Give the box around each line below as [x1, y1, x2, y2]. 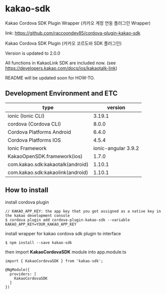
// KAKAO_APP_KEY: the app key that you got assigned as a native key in [5, 208, 162, 214]
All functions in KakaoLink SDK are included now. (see [5, 60, 116, 66]
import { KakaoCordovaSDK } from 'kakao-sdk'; [5, 258, 103, 264]
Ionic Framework [7, 145, 47, 152]
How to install [5, 186, 49, 195]
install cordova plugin [5, 199, 49, 205]
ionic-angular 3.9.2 [93, 145, 139, 152]
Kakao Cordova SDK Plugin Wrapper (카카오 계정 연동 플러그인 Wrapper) [5, 20, 151, 26]
